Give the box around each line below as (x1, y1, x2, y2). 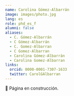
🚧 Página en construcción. (5, 85, 59, 91)
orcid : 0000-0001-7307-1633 (9, 67, 68, 72)
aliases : (5, 30, 23, 35)
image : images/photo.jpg (5, 12, 56, 17)
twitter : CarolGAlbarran (9, 72, 61, 77)
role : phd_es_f (5, 21, 37, 26)
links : (5, 62, 19, 67)
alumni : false (5, 26, 35, 31)
